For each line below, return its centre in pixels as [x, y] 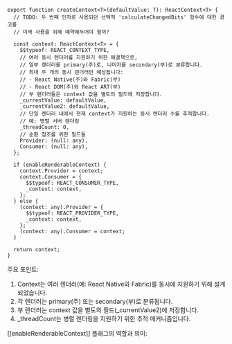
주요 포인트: [23, 269]
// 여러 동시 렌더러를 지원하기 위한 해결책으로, [79, 57]
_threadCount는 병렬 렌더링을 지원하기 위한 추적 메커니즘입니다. [104, 319]
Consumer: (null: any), [54, 147]
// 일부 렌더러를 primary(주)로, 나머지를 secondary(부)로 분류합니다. [111, 65]
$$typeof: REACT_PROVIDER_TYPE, [72, 213]
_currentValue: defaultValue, [63, 100]
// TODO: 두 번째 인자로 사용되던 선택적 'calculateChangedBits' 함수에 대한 [115, 17]
